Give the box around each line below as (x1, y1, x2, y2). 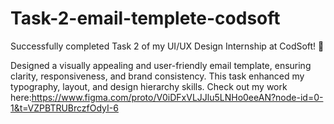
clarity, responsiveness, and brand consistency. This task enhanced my (10, 70, 305, 82)
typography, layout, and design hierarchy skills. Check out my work (10, 80, 288, 92)
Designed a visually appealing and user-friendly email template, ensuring (10, 59, 312, 71)
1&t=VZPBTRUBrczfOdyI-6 (10, 102, 119, 114)
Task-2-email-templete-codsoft (10, 7, 281, 30)
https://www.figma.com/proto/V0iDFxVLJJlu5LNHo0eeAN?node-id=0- (31, 91, 324, 103)
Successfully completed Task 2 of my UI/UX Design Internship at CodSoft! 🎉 (10, 40, 325, 52)
